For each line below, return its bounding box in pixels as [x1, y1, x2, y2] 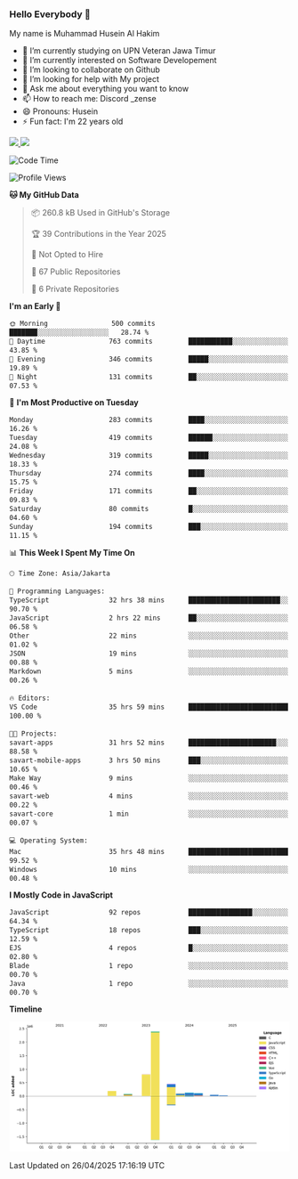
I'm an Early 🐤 [9, 301, 61, 312]
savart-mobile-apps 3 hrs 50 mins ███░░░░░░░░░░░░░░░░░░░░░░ [9, 756, 289, 765]
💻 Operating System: [9, 836, 89, 845]
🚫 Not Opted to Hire [30, 249, 104, 260]
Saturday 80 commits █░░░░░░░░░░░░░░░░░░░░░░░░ [9, 505, 289, 514]
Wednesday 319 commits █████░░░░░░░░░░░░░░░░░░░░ [9, 451, 289, 460]
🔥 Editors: [9, 694, 51, 703]
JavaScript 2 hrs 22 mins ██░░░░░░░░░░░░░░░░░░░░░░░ [9, 614, 289, 622]
